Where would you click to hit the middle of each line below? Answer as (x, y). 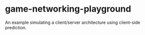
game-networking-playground (68, 9)
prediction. (16, 27)
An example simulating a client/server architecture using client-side (73, 22)
